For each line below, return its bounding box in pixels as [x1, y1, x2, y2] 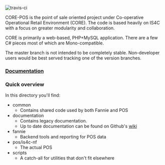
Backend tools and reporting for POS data [20, 134, 106, 140]
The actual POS [20, 144, 53, 150]
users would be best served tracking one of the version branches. [5, 55, 141, 61]
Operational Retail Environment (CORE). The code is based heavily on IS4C [5, 20, 160, 25]
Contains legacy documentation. [20, 118, 87, 124]
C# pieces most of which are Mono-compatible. [5, 40, 104, 46]
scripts [12, 150, 27, 156]
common [12, 102, 31, 108]
